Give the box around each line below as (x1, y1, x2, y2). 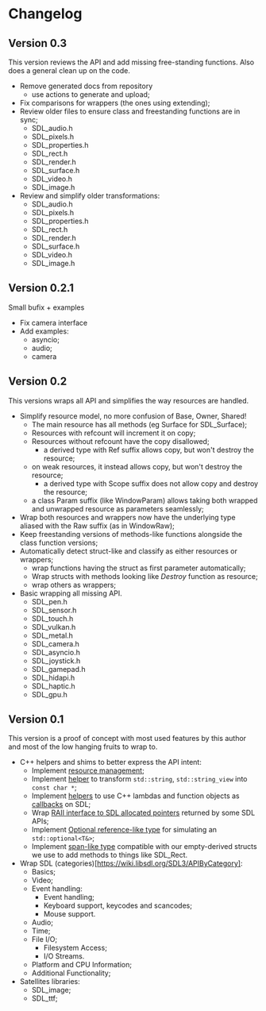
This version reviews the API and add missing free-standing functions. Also (8, 57, 255, 67)
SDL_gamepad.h (31, 664, 86, 673)
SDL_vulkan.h (31, 622, 76, 631)
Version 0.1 (8, 712, 64, 727)
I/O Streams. (43, 951, 85, 961)
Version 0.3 (8, 37, 67, 50)
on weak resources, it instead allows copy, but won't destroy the (31, 461, 243, 471)
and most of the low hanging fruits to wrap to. (8, 742, 158, 751)
